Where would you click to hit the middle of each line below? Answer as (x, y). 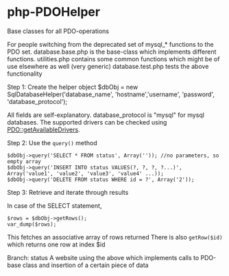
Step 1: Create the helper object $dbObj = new (73, 87)
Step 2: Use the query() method (52, 142)
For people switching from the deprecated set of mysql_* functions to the (110, 44)
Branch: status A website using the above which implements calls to (103, 257)
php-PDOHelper (54, 12)
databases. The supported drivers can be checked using (87, 122)
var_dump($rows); (32, 224)
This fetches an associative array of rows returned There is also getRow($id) (115, 237)
